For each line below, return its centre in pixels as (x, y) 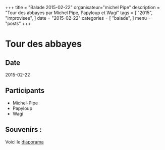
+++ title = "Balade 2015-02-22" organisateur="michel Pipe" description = (82, 7)
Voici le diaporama (24, 142)
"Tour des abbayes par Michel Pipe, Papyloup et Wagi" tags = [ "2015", (79, 13)
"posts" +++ (18, 23)
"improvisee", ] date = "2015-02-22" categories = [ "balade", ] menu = (78, 18)
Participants (25, 91)
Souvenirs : (23, 129)
